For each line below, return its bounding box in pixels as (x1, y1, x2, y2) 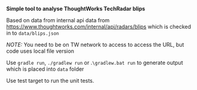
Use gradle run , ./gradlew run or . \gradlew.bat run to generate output (6, 59, 183, 66)
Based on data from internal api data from (6, 17, 110, 23)
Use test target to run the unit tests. (6, 77, 95, 84)
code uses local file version (6, 47, 74, 55)
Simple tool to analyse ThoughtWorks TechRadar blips (6, 5, 146, 12)
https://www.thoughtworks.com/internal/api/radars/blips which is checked (6, 23, 192, 30)
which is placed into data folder (6, 65, 84, 73)
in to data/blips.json (6, 29, 59, 37)
